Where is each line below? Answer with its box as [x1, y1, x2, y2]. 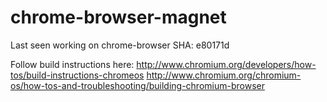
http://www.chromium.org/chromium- [146, 69, 302, 81]
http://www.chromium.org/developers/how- [136, 58, 317, 70]
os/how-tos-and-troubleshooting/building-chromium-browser [10, 79, 265, 91]
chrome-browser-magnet [10, 6, 227, 29]
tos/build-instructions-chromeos [10, 69, 145, 81]
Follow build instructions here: [10, 58, 135, 70]
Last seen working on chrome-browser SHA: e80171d [10, 39, 230, 51]
